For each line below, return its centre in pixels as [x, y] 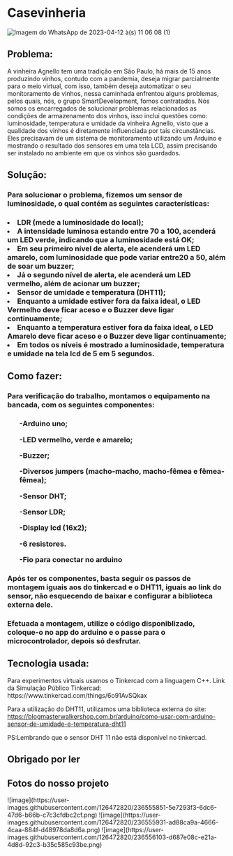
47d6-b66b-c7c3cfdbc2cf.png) [52, 815]
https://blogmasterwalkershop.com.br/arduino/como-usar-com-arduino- [112, 716]
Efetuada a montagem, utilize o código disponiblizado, [101, 624]
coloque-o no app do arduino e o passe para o [87, 633]
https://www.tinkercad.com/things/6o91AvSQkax [77, 695]
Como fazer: [35, 376]
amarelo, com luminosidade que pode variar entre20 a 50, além [116, 257]
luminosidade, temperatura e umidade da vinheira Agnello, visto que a [108, 123]
